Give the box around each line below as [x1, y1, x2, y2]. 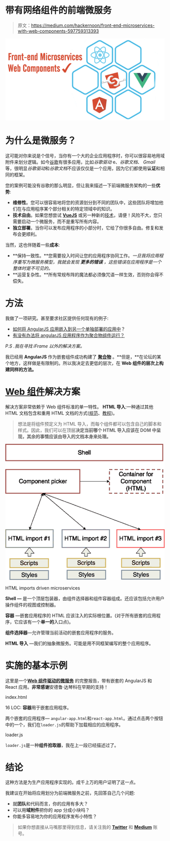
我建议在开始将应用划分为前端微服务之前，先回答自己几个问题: [5, 790, 136, 796]
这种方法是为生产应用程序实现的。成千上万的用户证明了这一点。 [5, 779, 138, 785]
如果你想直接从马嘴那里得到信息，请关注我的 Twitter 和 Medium [17, 824, 152, 830]
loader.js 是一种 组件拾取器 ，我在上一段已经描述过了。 [5, 742, 119, 748]
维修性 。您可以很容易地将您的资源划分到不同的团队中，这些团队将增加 [12, 199, 159, 205]
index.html [5, 694, 27, 700]
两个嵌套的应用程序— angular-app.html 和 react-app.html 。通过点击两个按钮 [5, 715, 163, 721]
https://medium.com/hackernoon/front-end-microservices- [31, 22, 155, 28]
